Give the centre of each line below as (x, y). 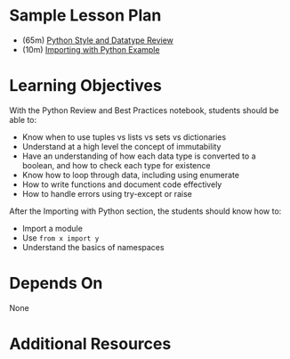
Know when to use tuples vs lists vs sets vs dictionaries (124, 137)
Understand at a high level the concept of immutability (121, 146)
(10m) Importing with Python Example (91, 49)
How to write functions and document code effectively (122, 184)
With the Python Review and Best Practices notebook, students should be (144, 110)
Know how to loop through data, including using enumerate (131, 175)
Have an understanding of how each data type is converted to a (139, 156)
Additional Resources (90, 344)
